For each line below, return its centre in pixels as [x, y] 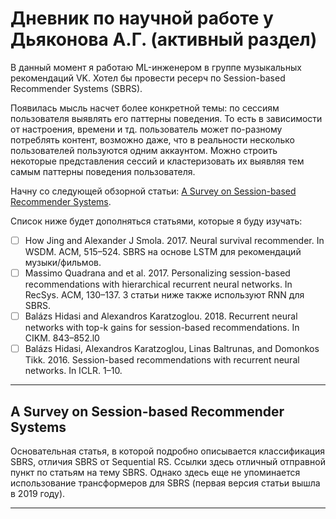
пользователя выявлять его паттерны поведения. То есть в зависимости [166, 118]
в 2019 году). [38, 493]
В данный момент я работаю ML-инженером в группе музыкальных [156, 67]
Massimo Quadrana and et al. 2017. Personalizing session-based [157, 273]
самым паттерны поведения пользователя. [103, 171]
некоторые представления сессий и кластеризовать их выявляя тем [157, 161]
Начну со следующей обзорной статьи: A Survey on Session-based [153, 191]
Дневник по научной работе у [142, 18]
